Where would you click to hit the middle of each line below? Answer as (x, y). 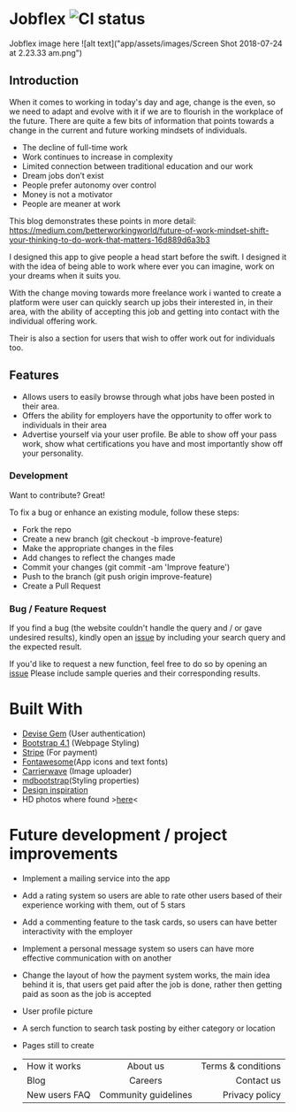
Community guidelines (146, 1095)
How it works (53, 1066)
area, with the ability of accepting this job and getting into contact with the (144, 311)
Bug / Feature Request (58, 609)
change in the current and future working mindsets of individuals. (128, 130)
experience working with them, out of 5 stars (103, 905)
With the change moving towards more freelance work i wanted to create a (145, 293)
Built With (46, 709)
